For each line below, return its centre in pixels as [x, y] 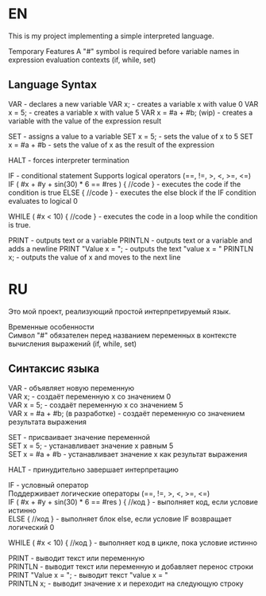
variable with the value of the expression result [85, 121]
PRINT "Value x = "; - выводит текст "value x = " [88, 575]
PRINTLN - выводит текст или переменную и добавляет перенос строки [131, 567]
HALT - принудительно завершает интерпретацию [93, 469]
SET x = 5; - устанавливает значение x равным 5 [91, 446]
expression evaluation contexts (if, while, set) [82, 60]
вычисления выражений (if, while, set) [73, 344]
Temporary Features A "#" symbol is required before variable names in [124, 51]
